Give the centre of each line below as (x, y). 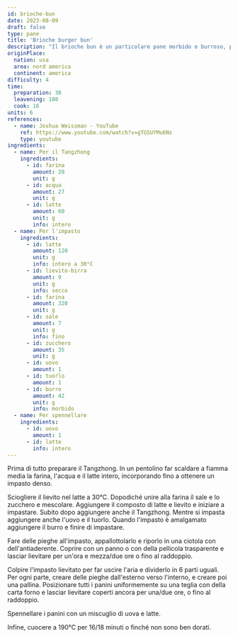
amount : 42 (49, 396)
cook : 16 (27, 106)
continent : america (42, 73)
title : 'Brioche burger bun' (50, 40)
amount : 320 (51, 304)
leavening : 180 (36, 100)
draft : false (27, 27)
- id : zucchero (49, 343)
